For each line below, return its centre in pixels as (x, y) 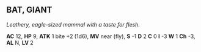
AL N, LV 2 (20, 42)
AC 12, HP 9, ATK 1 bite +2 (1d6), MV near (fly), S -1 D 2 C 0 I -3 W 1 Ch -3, (101, 36)
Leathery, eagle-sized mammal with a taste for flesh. (73, 24)
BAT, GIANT (29, 10)
